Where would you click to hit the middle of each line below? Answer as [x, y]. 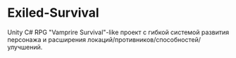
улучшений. [25, 47]
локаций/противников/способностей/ [144, 39]
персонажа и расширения [47, 39]
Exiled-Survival [54, 13]
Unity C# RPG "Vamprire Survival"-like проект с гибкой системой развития [118, 32]
